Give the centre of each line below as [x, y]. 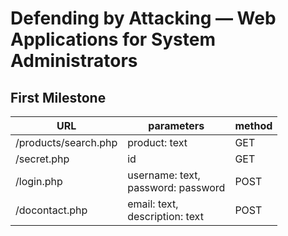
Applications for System [113, 39]
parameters [176, 125]
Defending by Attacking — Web [143, 18]
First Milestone [58, 97]
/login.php [39, 181]
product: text [157, 142]
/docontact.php [51, 210]
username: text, [164, 175]
